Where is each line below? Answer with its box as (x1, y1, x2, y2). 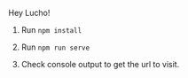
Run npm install (20, 25, 82, 35)
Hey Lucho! (8, 8, 51, 18)
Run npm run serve (20, 42, 90, 52)
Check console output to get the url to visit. (20, 59, 180, 69)
